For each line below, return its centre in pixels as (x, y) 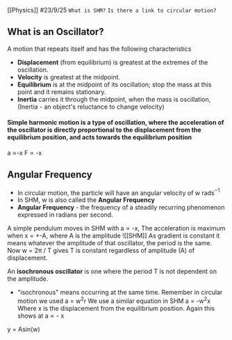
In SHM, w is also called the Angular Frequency (86, 200)
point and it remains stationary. (61, 92)
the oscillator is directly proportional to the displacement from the (104, 130)
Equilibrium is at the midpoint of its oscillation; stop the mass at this (114, 84)
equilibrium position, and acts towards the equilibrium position (100, 137)
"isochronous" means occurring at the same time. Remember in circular (120, 293)
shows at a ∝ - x (41, 316)
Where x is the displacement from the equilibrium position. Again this (116, 309)
